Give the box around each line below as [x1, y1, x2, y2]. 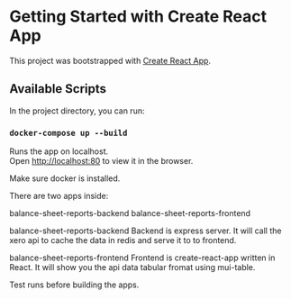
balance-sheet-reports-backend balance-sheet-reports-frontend [9, 208, 250, 219]
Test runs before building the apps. [9, 279, 140, 290]
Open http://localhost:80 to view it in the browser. [9, 156, 194, 167]
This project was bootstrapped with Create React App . [9, 55, 212, 66]
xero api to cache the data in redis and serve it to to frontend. [9, 235, 237, 246]
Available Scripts [9, 81, 106, 96]
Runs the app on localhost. [9, 146, 109, 157]
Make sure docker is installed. [9, 173, 121, 184]
